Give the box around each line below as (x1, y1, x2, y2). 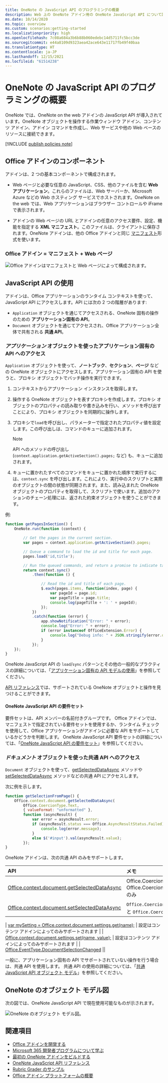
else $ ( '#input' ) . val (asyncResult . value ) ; (31, 835, 122, 841)
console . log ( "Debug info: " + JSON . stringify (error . (49, 633, 162, 638)
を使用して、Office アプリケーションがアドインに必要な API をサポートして (5, 728, 159, 734)
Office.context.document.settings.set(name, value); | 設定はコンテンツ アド (5, 935, 160, 941)
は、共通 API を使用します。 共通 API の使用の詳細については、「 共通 (5, 963, 145, 969)
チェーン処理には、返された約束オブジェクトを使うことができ (29, 495, 157, 501)
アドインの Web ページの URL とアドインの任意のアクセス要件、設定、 (12, 218, 158, 224)
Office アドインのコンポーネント (5, 157, 105, 165)
